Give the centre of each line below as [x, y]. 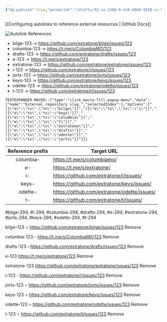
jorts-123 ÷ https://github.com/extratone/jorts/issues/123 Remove [72, 285]
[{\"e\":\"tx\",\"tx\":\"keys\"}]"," [44, 113]
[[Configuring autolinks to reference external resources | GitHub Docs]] [78, 24]
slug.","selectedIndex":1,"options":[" [111, 104]
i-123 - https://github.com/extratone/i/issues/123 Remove [64, 275]
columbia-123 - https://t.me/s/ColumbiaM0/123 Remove [62, 236]
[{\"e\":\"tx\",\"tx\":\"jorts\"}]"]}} [46, 139]
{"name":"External [24, 104]
